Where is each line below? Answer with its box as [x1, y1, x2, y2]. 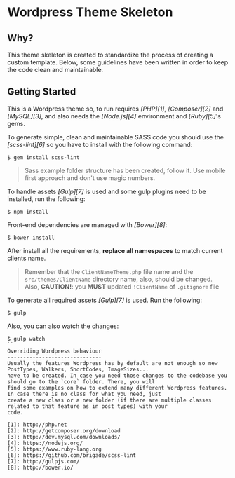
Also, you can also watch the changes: [7, 322, 119, 330]
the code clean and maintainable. [7, 66, 104, 74]
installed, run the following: [7, 194, 86, 203]
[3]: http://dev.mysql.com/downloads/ [7, 433, 121, 440]
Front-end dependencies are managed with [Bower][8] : [7, 220, 168, 228]
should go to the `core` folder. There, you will [7, 378, 156, 385]
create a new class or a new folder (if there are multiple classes [7, 397, 212, 404]
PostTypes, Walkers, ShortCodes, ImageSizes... [7, 366, 149, 373]
